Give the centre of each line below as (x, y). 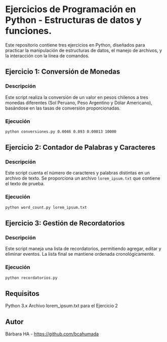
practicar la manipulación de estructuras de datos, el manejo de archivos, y (84, 50)
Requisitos (22, 294)
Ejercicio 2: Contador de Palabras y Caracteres (80, 147)
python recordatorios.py (31, 278)
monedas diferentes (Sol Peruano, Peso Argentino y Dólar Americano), (79, 102)
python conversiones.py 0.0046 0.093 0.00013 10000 (61, 131)
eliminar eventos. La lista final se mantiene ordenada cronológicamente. (80, 254)
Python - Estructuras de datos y (73, 20)
